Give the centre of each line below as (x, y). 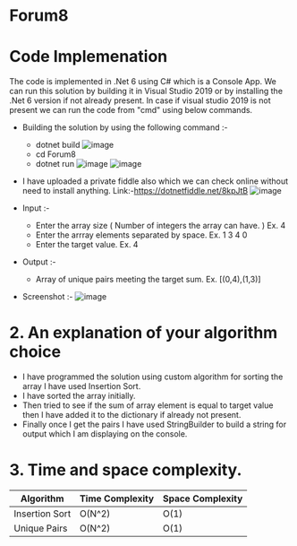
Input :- (36, 208)
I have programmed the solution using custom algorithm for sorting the (153, 377)
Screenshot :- (47, 297)
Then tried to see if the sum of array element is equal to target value (148, 405)
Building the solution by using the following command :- (125, 127)
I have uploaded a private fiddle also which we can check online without (155, 181)
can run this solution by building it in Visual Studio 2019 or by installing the (146, 91)
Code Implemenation (89, 57)
